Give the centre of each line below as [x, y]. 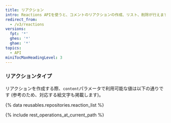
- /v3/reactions [27, 24]
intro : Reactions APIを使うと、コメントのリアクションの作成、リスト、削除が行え [83, 15]
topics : [13, 48]
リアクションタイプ [29, 76]
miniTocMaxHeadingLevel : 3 [34, 57]
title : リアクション [25, 10]
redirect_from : [21, 19]
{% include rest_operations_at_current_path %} [55, 115]
